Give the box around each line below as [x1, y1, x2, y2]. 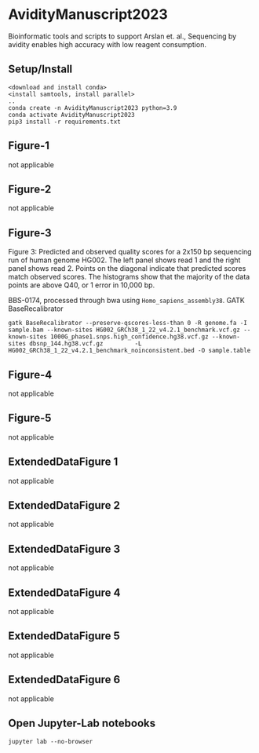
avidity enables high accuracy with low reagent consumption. [8, 39, 206, 49]
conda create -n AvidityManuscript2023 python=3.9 [8, 104, 177, 111]
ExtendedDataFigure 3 [8, 542, 121, 555]
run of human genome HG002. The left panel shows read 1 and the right [8, 255, 241, 265]
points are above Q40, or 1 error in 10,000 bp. [8, 280, 155, 290]
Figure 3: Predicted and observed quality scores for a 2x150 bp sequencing [8, 247, 253, 257]
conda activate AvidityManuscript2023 [8, 111, 135, 119]
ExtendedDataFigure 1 [8, 455, 119, 469]
